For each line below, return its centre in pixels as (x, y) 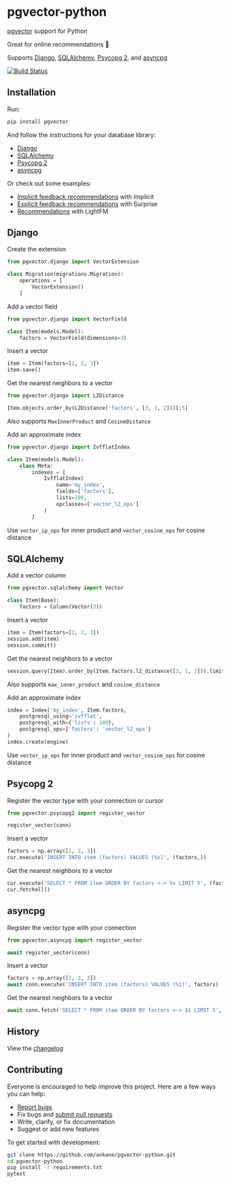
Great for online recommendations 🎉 (58, 44)
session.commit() (32, 645)
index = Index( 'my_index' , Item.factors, (67, 710)
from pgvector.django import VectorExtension (73, 262)
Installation (31, 92)
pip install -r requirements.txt (55, 1168)
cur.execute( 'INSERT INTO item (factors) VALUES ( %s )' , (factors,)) (107, 858)
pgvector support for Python (47, 31)
